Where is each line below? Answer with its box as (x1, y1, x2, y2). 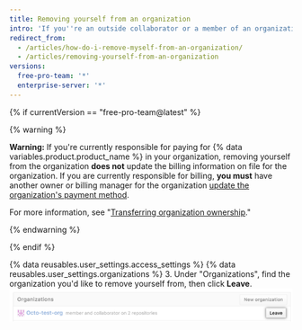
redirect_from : (9, 33, 67, 42)
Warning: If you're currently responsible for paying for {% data (9, 141, 243, 152)
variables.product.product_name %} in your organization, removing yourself (9, 151, 290, 162)
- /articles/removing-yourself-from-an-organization (17, 52, 219, 62)
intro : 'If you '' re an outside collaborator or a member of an (9, 23, 252, 33)
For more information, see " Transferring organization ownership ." (9, 207, 252, 218)
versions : (9, 62, 47, 71)
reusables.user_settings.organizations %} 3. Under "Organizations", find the (9, 268, 290, 279)
